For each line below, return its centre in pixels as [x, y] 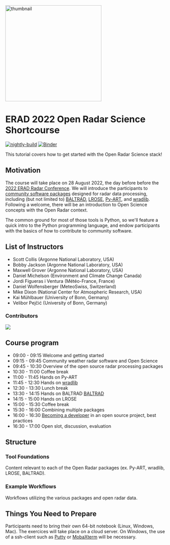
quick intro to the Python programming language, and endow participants [83, 225]
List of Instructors [35, 247]
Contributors [22, 316]
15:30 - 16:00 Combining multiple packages [59, 410]
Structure [21, 442]
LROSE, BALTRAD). [26, 473]
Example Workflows [31, 487]
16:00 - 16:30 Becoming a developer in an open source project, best [84, 415]
